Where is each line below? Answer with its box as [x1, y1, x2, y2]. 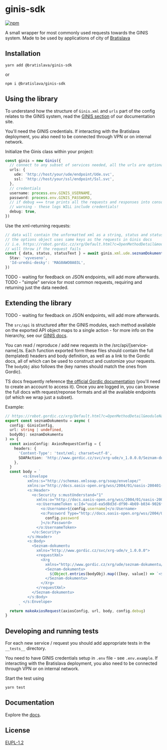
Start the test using [5, 675, 44, 682]
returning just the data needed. [5, 284, 69, 290]
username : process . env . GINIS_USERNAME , [9, 191, 92, 196]
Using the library [5, 95, 58, 103]
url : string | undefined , [9, 428, 64, 433]
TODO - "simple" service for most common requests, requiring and [5, 279, 143, 285]
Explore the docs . [5, 712, 41, 718]
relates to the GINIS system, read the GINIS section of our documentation [5, 113, 155, 119]
